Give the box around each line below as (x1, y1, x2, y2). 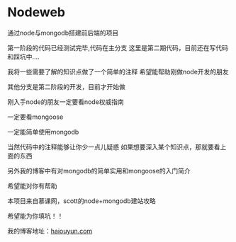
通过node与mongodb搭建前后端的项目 (7, 28, 119, 37)
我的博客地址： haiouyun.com (7, 226, 93, 235)
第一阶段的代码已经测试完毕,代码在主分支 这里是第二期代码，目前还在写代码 (7, 43, 228, 52)
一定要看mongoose (7, 113, 64, 121)
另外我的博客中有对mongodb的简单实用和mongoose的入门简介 (7, 166, 191, 175)
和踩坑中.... (7, 52, 40, 61)
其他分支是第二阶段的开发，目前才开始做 (7, 82, 125, 91)
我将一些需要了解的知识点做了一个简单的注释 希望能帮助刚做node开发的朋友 (7, 67, 229, 76)
